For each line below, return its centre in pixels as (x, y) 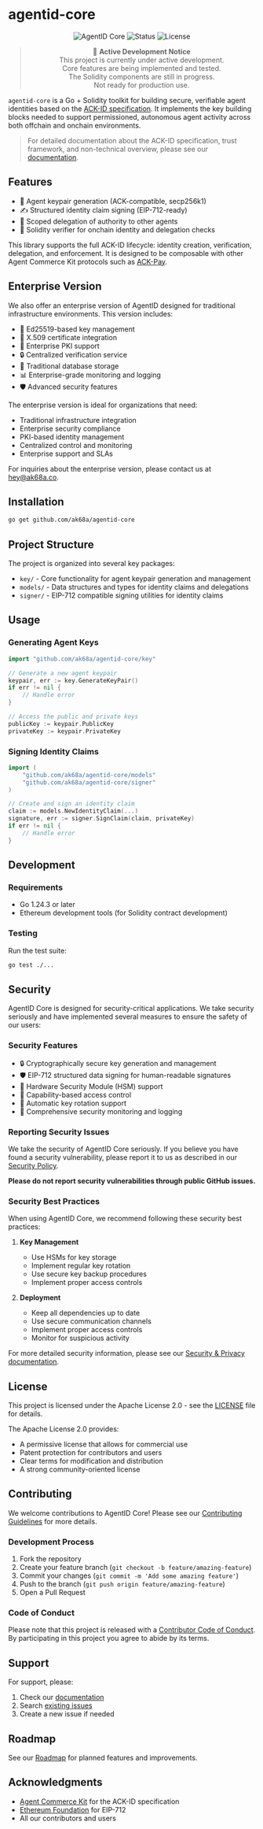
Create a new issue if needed (67, 1714)
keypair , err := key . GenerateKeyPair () (73, 680)
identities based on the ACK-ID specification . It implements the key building (130, 109)
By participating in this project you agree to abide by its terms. (109, 1638)
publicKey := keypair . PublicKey (61, 724)
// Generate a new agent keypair (63, 673)
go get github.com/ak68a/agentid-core (71, 520)
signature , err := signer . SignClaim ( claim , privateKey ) (101, 819)
